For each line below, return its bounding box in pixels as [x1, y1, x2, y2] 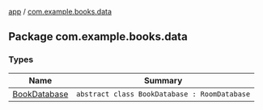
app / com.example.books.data [8, 7, 112, 16]
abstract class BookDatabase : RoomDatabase [75, 89, 251, 99]
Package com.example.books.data [8, 30, 188, 43]
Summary [144, 75, 183, 86]
